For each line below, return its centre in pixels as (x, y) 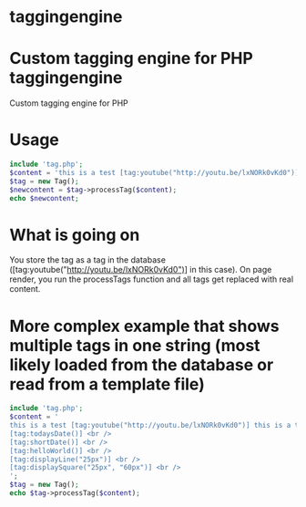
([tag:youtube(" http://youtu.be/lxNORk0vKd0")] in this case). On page (141, 270)
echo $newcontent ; (44, 198)
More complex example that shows (144, 326)
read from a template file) (107, 384)
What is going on (75, 235)
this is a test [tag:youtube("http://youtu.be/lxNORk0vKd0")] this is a (150, 426)
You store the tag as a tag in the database (88, 260)
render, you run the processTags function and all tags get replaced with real (152, 279)
